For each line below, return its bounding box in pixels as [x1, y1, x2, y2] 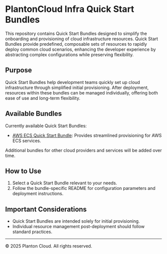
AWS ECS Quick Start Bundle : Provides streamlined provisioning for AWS [12, 132, 162, 138]
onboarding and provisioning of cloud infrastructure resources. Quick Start [5, 36, 158, 42]
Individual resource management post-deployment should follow [12, 224, 145, 230]
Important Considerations [5, 205, 87, 213]
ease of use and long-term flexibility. [5, 95, 81, 101]
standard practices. [12, 229, 53, 235]
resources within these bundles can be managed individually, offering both [5, 89, 158, 95]
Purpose [5, 66, 32, 75]
